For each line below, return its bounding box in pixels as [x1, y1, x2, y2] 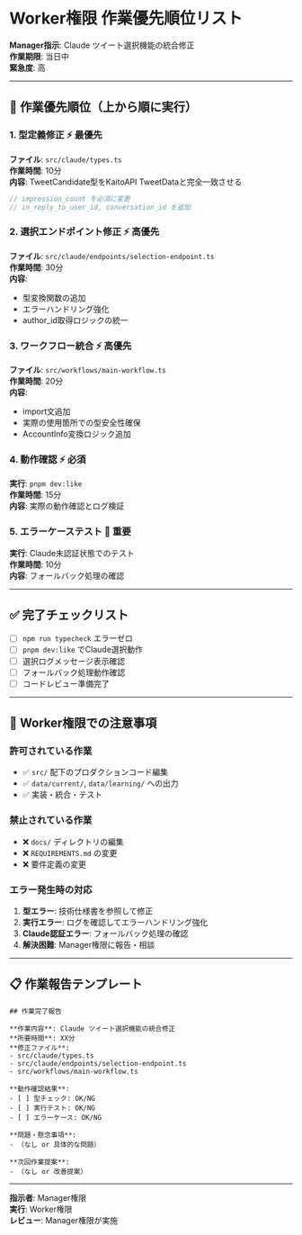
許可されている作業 [9, 744, 93, 757]
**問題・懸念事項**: [9, 1131, 77, 1140]
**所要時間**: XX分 [9, 1033, 75, 1042]
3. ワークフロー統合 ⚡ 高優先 [9, 339, 132, 352]
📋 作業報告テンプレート [9, 977, 143, 992]
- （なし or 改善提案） [9, 1167, 88, 1176]
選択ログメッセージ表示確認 [22, 655, 126, 666]
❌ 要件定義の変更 [22, 859, 87, 870]
